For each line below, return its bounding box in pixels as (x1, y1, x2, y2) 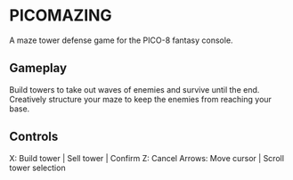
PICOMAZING (9, 5, 113, 26)
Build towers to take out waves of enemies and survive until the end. (9, 84, 260, 94)
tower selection (9, 162, 66, 173)
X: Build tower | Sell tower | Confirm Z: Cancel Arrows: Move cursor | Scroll (9, 152, 285, 163)
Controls (9, 129, 59, 144)
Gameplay (9, 61, 68, 76)
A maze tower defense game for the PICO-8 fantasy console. (9, 35, 233, 45)
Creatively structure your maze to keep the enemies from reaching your (9, 94, 272, 104)
